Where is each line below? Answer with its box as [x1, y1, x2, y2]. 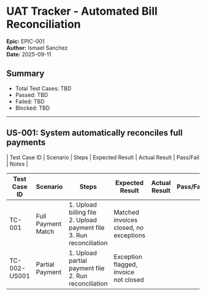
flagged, [113, 260, 138, 268]
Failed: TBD [15, 97, 45, 105]
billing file [68, 208, 97, 216]
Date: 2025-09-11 [6, 50, 51, 58]
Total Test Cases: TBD [15, 85, 72, 92]
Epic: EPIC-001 [6, 37, 45, 45]
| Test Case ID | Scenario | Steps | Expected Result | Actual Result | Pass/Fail [6, 153, 200, 161]
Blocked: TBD [15, 104, 50, 112]
